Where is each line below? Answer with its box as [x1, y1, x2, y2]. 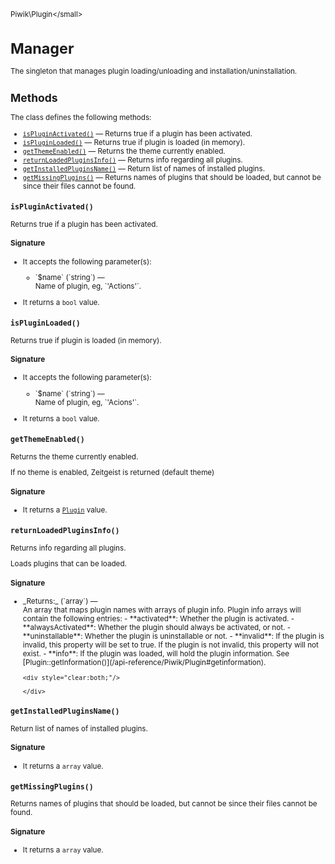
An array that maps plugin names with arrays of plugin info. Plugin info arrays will [22, 605, 302, 615]
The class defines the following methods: [10, 113, 152, 123]
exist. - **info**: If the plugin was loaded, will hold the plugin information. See [22, 649, 290, 659]
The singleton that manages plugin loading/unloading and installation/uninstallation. [10, 66, 298, 77]
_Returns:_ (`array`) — [22, 596, 98, 607]
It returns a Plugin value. [22, 505, 108, 515]
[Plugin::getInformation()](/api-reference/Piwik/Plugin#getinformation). [22, 658, 267, 668]
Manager [10, 38, 75, 58]
